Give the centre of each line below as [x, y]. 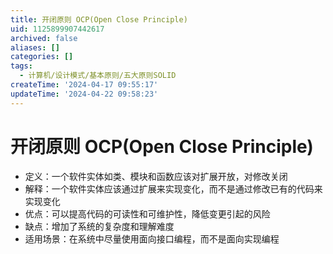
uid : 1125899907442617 [57, 29]
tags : [21, 66]
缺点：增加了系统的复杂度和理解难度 [99, 226]
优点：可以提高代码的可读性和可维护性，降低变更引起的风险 [147, 213]
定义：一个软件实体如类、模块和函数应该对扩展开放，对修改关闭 [156, 176]
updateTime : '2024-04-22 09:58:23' [84, 94]
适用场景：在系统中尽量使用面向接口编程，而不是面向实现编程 [152, 238]
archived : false [44, 38]
